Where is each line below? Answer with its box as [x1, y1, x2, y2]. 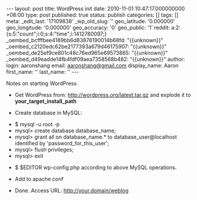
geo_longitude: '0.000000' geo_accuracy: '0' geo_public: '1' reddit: [6, 24, 170, 31]
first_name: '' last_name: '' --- [6, 68, 79, 75]
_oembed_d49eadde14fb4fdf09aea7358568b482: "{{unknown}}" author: [6, 56, 185, 62]
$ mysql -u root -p [14, 121, 60, 127]
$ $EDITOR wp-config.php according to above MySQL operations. [14, 164, 177, 171]
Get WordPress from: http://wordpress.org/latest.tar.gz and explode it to [14, 92, 191, 98]
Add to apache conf [14, 176, 63, 182]
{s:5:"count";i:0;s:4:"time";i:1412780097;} [6, 30, 107, 37]
